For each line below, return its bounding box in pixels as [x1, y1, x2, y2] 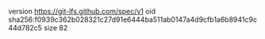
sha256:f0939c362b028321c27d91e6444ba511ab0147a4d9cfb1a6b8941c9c [8, 15, 258, 24]
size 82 [43, 23, 68, 32]
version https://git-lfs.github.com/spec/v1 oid [8, 7, 156, 16]
